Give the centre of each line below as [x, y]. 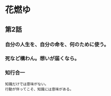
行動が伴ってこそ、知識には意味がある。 [39, 89]
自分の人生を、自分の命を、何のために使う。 [57, 44]
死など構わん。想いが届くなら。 [42, 59]
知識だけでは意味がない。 [27, 84]
